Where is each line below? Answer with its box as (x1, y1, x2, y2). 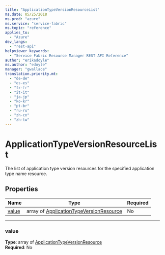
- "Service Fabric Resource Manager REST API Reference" (9, 53, 129, 58)
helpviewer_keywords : (5, 48, 50, 53)
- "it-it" (9, 90, 29, 95)
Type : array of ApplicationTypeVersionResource (5, 239, 102, 245)
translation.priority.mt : (5, 72, 58, 76)
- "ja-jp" (9, 94, 29, 99)
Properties (5, 184, 38, 193)
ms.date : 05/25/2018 (5, 12, 48, 17)
